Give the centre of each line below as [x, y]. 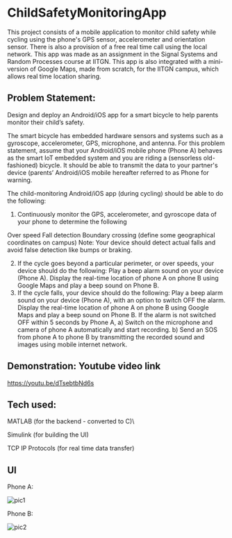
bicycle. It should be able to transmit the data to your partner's [129, 165]
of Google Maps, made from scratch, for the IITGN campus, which [124, 69]
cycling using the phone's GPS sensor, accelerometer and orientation [106, 39]
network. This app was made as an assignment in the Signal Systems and [112, 54]
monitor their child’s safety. [46, 122]
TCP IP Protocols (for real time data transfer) [71, 448]
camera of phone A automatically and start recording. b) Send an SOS [117, 329]
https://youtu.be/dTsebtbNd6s [51, 383]
